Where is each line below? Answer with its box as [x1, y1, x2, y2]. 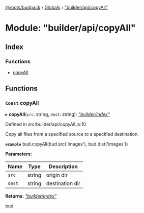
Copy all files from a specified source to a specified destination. [5, 131, 139, 137]
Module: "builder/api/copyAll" [5, 22, 136, 34]
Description [49, 163, 78, 170]
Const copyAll [5, 100, 39, 107]
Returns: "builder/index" [5, 193, 57, 199]
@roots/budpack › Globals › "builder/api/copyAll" [5, 5, 108, 10]
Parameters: [5, 151, 32, 157]
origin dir [46, 171, 68, 178]
